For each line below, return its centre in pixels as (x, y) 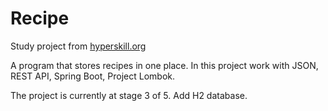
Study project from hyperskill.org (78, 46)
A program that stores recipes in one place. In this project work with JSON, (164, 65)
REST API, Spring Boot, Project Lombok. (92, 76)
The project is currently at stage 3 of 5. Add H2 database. (129, 95)
